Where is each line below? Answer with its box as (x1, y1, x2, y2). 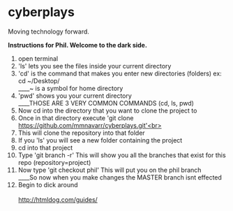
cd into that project (17, 143, 73, 152)
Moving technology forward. (8, 27, 90, 36)
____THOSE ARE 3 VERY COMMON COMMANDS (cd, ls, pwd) (17, 99, 195, 107)
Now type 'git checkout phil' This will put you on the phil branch (17, 166, 202, 174)
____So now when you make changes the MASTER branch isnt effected (17, 173, 223, 182)
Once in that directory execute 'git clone (17, 113, 134, 122)
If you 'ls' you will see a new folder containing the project (17, 136, 183, 144)
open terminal (17, 54, 59, 63)
